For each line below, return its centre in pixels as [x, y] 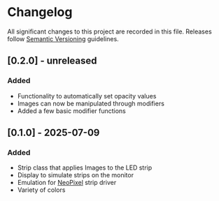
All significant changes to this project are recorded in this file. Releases [109, 31]
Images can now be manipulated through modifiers [91, 103]
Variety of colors [41, 190]
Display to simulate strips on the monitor [76, 175]
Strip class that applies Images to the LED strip [85, 167]
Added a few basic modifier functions [71, 111]
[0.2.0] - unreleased [52, 61]
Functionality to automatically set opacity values [87, 96]
